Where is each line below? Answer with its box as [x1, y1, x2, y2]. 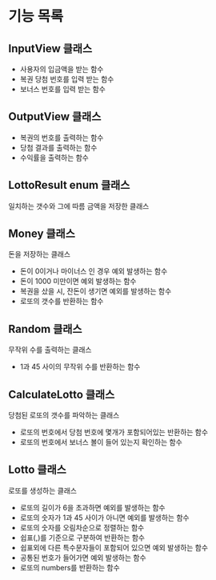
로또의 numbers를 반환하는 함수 [19, 562, 120, 572]
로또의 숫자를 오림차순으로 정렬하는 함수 [19, 522, 145, 532]
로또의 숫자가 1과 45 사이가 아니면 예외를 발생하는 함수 [19, 513, 190, 522]
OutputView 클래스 [8, 110, 102, 124]
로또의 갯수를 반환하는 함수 [19, 297, 104, 306]
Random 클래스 [8, 322, 82, 336]
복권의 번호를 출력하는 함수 [19, 133, 104, 142]
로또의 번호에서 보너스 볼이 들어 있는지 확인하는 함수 [19, 438, 182, 447]
